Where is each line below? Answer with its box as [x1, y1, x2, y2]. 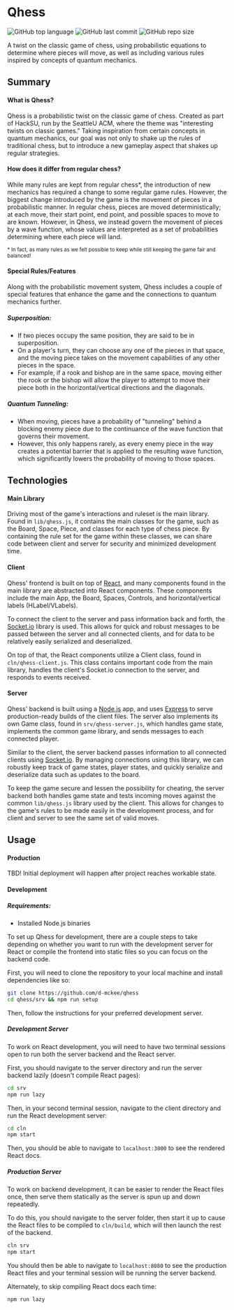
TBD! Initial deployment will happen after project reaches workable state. [7, 869, 217, 877]
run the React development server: [7, 1111, 108, 1119]
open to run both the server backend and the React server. [7, 1050, 176, 1058]
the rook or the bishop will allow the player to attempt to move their [17, 376, 211, 384]
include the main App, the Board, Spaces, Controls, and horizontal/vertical [7, 593, 221, 602]
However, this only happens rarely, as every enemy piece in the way [17, 439, 214, 447]
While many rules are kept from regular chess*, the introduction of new [7, 180, 211, 189]
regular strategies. [7, 149, 60, 157]
